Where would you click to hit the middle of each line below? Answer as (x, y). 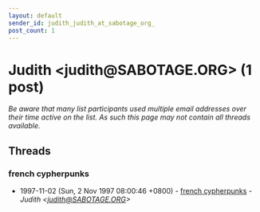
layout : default (35, 16)
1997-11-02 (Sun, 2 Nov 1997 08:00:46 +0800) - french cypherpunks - (136, 191)
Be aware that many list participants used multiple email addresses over (128, 109)
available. (25, 126)
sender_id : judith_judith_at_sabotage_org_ (82, 23)
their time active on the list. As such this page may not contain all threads (130, 117)
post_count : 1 (32, 30)
